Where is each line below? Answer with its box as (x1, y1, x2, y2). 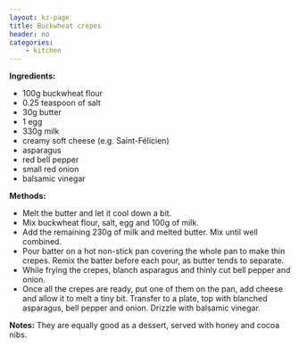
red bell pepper (21, 154, 79, 165)
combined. (21, 236, 62, 247)
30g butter (21, 107, 62, 118)
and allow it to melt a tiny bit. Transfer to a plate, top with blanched (21, 293, 268, 304)
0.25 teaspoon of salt (21, 97, 101, 108)
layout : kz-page (9, 12, 70, 22)
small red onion (21, 164, 79, 175)
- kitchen (25, 46, 62, 55)
